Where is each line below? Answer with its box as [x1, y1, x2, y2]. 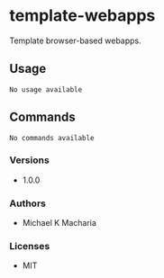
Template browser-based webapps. [9, 35, 141, 46]
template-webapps [9, 5, 156, 26]
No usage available [9, 85, 83, 94]
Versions [9, 154, 50, 166]
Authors [9, 197, 47, 210]
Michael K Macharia [22, 218, 97, 229]
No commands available [9, 133, 95, 142]
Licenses [9, 240, 50, 253]
